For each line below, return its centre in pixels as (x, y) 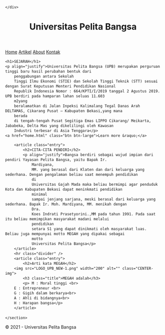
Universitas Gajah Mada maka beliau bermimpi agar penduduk (95, 185)
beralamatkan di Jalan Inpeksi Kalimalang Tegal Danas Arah (77, 106)
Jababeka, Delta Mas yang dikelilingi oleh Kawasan (59, 126)
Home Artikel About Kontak (33, 52)
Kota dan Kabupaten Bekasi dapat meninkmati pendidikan (64, 190)
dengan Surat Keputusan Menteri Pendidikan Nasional (61, 86)
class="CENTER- (138, 269)
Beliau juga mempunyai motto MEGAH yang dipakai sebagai (65, 234)
